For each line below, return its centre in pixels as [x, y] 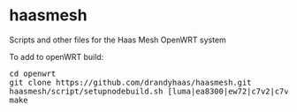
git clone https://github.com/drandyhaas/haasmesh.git [130, 82]
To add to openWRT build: [57, 56]
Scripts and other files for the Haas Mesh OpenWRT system [118, 40]
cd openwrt [33, 73]
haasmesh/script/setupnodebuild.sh [86, 91]
